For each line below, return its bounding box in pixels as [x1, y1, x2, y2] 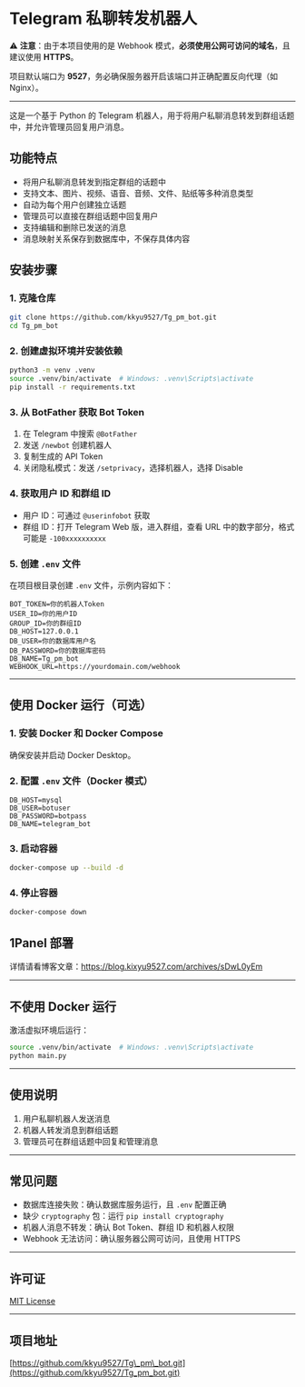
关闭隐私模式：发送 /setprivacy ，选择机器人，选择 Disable [22, 463, 243, 474]
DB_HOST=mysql [9, 795, 64, 804]
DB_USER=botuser [9, 803, 71, 813]
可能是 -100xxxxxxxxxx [22, 533, 106, 544]
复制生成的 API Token [22, 451, 103, 462]
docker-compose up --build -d [9, 863, 124, 873]
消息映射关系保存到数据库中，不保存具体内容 [22, 233, 191, 244]
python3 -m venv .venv [9, 365, 95, 375]
